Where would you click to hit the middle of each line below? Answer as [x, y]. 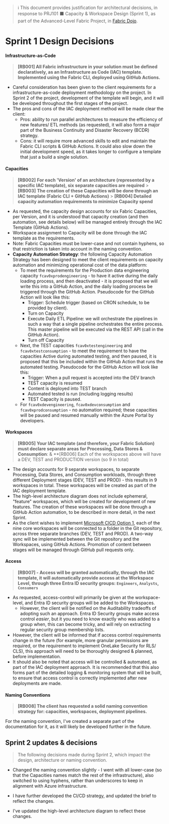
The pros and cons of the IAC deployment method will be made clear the [88, 109]
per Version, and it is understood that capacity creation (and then [80, 216]
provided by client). [48, 308]
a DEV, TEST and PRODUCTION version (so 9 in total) [73, 459]
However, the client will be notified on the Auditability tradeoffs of [88, 608]
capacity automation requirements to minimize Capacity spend [85, 201]
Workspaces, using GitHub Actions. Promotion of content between [82, 544]
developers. [33, 420]
